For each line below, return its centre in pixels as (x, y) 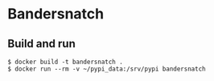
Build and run (41, 44)
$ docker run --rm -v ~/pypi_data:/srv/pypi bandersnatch (107, 69)
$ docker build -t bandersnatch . (66, 62)
